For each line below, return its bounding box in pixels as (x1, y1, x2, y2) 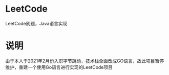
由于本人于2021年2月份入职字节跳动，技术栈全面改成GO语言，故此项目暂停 (5, 58, 164, 64)
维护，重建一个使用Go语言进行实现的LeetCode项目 (5, 64, 113, 70)
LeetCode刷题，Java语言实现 (5, 20, 68, 26)
